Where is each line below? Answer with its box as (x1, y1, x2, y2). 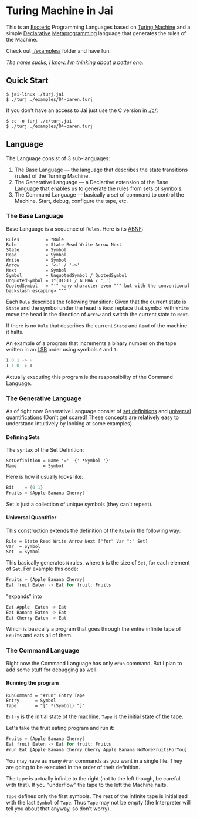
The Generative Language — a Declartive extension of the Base (14, 178, 168, 185)
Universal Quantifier (6, 514, 57, 521)
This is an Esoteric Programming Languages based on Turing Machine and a (6, 23, 191, 31)
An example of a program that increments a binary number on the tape (6, 339, 177, 347)
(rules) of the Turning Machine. (14, 172, 90, 180)
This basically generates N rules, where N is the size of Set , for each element (6, 559, 190, 566)
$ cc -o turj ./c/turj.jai (6, 118, 72, 124)
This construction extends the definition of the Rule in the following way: (6, 527, 181, 535)
